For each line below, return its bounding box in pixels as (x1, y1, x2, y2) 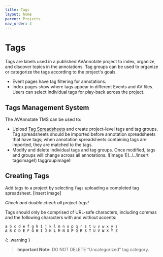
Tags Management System (5, 103, 90, 111)
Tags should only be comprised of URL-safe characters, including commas (5, 209, 157, 215)
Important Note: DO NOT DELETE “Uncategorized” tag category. (17, 246, 149, 252)
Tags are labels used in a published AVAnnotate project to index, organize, (5, 59, 156, 65)
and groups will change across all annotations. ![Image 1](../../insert (12, 152, 149, 158)
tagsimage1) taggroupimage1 (12, 157, 71, 163)
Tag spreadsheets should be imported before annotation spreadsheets (12, 131, 156, 137)
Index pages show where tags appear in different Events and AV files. (12, 84, 154, 90)
